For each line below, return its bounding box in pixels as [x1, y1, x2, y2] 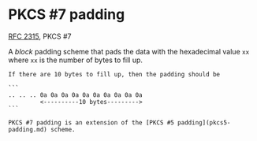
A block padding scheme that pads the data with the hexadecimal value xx [8, 46, 250, 56]
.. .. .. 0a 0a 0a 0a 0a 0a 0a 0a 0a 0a [8, 91, 143, 99]
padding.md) [8, 125, 47, 133]
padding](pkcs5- [177, 118, 231, 127]
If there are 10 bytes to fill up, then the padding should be [8, 70, 221, 78]
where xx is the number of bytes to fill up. [8, 55, 143, 65]
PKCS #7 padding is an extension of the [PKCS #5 [8, 118, 175, 127]
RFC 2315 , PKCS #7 [8, 32, 73, 41]
